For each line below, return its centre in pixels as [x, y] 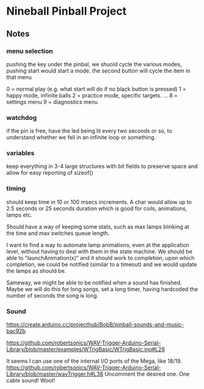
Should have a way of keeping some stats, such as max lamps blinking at [98, 226]
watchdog [22, 117]
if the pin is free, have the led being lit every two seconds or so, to [89, 131]
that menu [19, 77]
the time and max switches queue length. [58, 233]
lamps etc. [19, 215]
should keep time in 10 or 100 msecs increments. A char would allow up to [99, 202]
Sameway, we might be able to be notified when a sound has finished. [94, 282]
